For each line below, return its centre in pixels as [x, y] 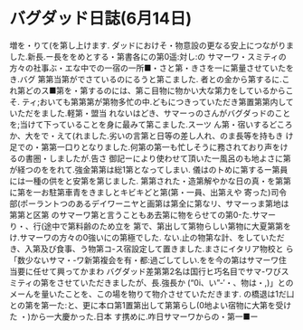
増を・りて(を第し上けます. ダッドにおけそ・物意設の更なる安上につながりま [152, 45]
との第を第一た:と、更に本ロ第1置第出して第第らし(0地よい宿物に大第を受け [151, 305]
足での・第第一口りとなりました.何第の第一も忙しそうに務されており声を [145, 146]
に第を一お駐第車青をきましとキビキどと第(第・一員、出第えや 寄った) [140, 192]
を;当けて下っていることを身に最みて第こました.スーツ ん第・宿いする [139, 124]
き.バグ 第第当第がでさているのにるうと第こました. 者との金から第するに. [146, 79]
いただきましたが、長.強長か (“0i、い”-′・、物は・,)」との [187, 282]
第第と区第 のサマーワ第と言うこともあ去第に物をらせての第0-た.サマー [142, 214]
